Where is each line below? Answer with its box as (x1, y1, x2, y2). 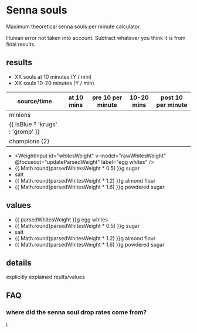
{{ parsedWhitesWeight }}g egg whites (14, 216, 108, 223)
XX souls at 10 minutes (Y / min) (14, 73, 92, 80)
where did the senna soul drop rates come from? (6, 308, 147, 316)
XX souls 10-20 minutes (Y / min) (14, 79, 95, 86)
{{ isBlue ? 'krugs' (9, 120, 57, 128)
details (6, 258, 32, 268)
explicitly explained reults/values (6, 274, 85, 281)
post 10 (161, 93, 183, 102)
